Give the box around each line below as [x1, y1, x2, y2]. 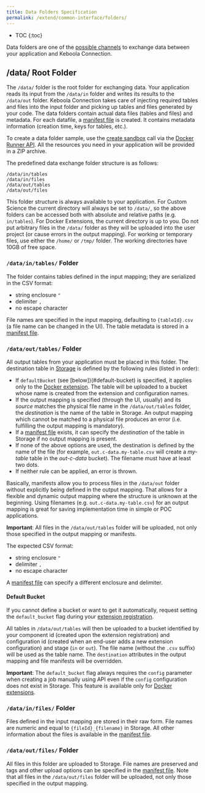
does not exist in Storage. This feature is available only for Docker [6, 682, 173, 690]
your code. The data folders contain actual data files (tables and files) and [6, 110, 193, 117]
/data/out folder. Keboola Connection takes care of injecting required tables [6, 97, 198, 104]
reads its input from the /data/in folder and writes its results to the [6, 90, 174, 98]
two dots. [15, 461, 39, 468]
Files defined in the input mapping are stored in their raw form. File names [6, 718, 193, 725]
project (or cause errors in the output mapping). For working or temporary [6, 231, 193, 238]
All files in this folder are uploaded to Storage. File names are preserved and [6, 760, 198, 767]
